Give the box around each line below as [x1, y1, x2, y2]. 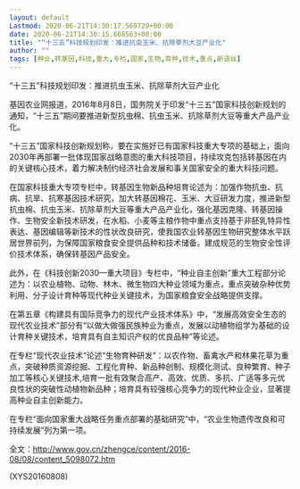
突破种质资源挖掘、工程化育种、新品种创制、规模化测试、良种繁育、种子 [24, 361, 291, 371]
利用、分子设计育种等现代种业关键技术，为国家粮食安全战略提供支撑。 [9, 290, 268, 300]
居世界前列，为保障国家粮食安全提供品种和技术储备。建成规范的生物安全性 [9, 237, 283, 248]
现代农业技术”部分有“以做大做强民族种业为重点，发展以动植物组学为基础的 [9, 320, 283, 330]
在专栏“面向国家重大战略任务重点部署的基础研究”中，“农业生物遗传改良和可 [9, 414, 286, 424]
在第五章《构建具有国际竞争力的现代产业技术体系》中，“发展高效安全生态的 [9, 309, 287, 319]
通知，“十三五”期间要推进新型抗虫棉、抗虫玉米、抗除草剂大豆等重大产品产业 [9, 111, 290, 120]
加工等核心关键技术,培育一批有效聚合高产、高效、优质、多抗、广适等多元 [9, 372, 279, 383]
